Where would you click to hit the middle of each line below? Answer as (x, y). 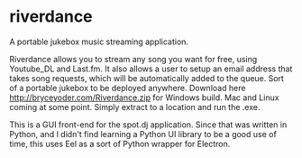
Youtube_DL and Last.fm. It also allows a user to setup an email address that (151, 69)
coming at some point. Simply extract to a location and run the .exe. (135, 107)
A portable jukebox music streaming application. (99, 42)
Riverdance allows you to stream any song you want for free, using (133, 59)
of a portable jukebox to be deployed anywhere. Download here (128, 88)
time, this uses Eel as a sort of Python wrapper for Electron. (120, 144)
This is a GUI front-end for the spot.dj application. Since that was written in (148, 125)
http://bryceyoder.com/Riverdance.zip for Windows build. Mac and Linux (144, 98)
